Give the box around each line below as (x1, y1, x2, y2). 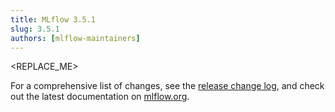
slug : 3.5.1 (10, 24, 60, 34)
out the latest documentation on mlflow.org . (10, 91, 190, 103)
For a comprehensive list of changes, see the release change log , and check (10, 80, 325, 92)
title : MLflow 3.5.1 (10, 14, 97, 25)
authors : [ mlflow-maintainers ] (10, 33, 141, 43)
